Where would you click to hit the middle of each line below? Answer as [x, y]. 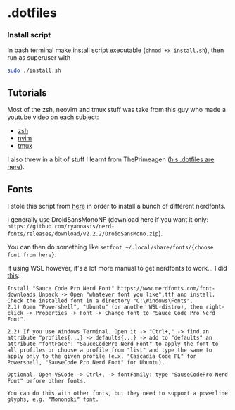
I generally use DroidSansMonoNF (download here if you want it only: [108, 219]
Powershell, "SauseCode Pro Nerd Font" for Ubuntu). [86, 362]
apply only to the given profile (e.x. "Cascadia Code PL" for [102, 356]
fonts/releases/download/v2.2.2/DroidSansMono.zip [83, 234]
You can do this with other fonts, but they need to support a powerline [118, 393]
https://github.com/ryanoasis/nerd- [61, 226]
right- [215, 307]
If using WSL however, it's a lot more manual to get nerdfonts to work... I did [117, 268]
